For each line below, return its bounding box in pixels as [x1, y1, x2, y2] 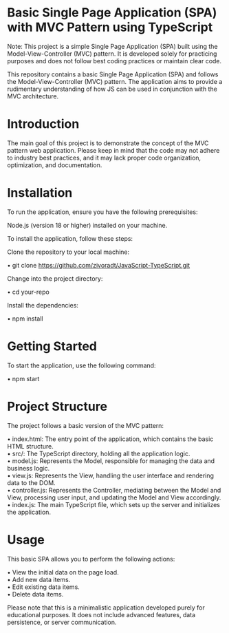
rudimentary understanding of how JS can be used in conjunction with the [7, 85, 218, 93]
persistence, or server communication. [7, 618, 117, 626]
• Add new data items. [7, 575, 71, 583]
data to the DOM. [7, 478, 56, 486]
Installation [7, 185, 73, 201]
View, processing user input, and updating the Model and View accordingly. [7, 493, 221, 502]
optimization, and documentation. [7, 160, 102, 169]
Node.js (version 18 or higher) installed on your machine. [7, 221, 168, 229]
